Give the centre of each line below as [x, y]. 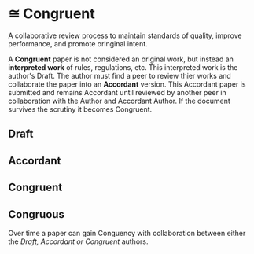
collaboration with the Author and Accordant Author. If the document [119, 101]
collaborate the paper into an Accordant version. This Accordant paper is [127, 84]
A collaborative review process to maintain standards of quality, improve [125, 35]
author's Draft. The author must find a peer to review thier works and [120, 75]
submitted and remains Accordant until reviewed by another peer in [117, 92]
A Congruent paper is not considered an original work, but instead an [121, 59]
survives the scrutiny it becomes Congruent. [80, 109]
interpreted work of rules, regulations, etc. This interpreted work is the [123, 67]
